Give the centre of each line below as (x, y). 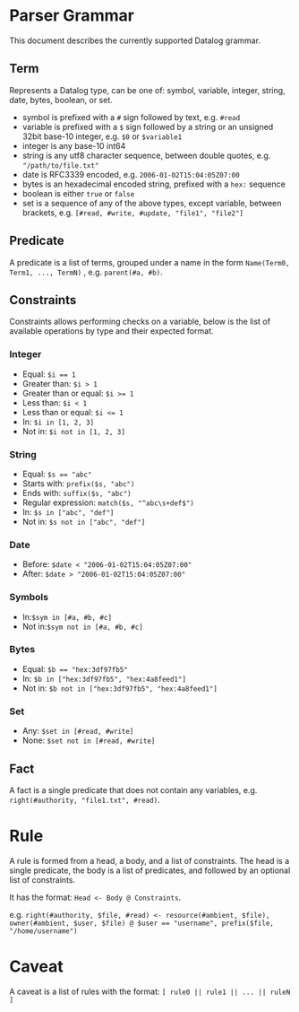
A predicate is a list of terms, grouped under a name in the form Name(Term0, (149, 262)
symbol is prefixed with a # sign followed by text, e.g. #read (131, 117)
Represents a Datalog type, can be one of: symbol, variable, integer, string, (147, 90)
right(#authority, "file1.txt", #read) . (85, 799)
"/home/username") (43, 931)
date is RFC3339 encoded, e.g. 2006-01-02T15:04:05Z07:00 (131, 174)
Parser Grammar (72, 16)
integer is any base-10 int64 (74, 145)
